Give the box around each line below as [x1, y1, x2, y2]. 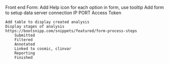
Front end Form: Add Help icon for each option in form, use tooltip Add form [5, 5, 164, 10]
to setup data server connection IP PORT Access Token [5, 10, 122, 16]
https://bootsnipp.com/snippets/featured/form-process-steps [5, 28, 138, 34]
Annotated [14, 42, 36, 47]
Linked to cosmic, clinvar [14, 46, 72, 51]
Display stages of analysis [5, 24, 65, 29]
